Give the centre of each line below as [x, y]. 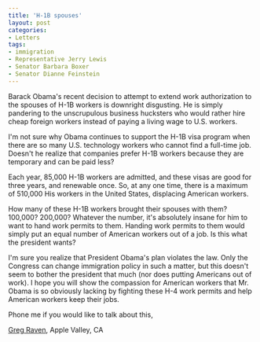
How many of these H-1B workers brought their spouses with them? [118, 208]
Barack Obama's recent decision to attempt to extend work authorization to [130, 96]
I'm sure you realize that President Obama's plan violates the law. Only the [128, 257]
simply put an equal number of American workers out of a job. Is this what [128, 234]
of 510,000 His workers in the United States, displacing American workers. [128, 193]
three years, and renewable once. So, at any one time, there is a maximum [128, 185]
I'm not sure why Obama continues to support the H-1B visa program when [129, 136]
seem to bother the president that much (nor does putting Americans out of [130, 274]
